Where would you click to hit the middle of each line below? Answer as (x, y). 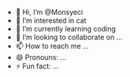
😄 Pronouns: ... (41, 57)
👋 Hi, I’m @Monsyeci (49, 12)
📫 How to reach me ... (52, 46)
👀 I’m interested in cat (51, 20)
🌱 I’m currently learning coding (66, 29)
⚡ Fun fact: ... (37, 66)
